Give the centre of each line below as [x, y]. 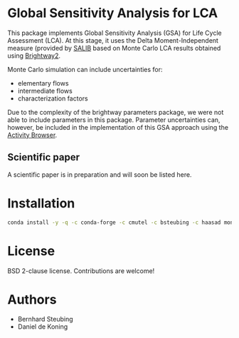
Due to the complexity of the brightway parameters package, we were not [116, 112]
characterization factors [53, 98]
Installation [41, 203]
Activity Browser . [32, 135]
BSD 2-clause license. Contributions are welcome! [81, 271]
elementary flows [43, 83]
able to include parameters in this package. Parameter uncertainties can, [114, 120]
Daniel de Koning [43, 327]
